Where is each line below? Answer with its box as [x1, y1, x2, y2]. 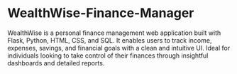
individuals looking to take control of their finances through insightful [7, 51, 209, 60]
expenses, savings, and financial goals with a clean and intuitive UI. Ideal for [7, 43, 231, 52]
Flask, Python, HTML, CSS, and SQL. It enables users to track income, [7, 36, 212, 44]
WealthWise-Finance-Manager [7, 5, 194, 21]
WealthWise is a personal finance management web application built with [7, 28, 221, 37]
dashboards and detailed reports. [7, 58, 105, 67]
